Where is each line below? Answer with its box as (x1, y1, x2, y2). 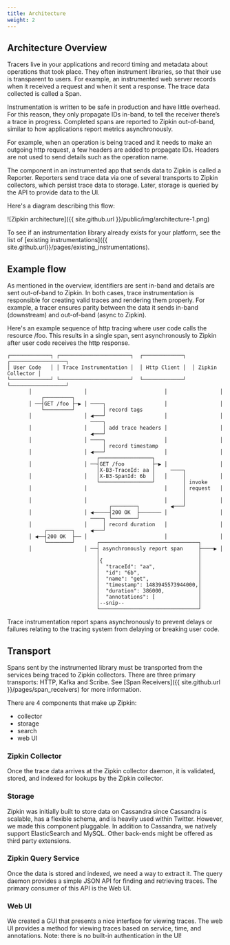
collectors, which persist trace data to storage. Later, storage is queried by (7, 181, 219, 190)
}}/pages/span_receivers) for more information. (7, 685, 142, 693)
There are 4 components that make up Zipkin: (7, 698, 137, 707)
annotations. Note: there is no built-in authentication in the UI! (7, 932, 182, 940)
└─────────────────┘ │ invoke (96, 479, 208, 486)
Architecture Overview (7, 42, 107, 54)
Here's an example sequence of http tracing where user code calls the (7, 324, 207, 332)
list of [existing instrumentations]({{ (7, 236, 108, 244)
